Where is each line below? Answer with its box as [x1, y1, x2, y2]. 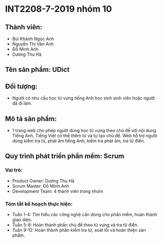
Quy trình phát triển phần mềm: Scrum [5, 152, 124, 160]
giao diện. [12, 217, 33, 222]
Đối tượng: [5, 82, 38, 90]
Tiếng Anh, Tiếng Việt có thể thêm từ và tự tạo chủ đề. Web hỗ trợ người [12, 133, 158, 139]
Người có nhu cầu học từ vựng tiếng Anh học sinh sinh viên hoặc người [12, 95, 155, 101]
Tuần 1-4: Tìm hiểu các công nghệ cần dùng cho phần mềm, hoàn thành [12, 212, 158, 217]
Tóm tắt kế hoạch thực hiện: [5, 200, 73, 207]
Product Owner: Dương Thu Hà [12, 177, 75, 184]
